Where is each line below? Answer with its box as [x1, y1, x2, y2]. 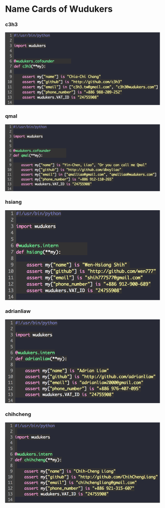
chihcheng [5, 411, 31, 418]
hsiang [5, 198, 22, 205]
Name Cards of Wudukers [5, 3, 113, 15]
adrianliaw [5, 308, 31, 315]
